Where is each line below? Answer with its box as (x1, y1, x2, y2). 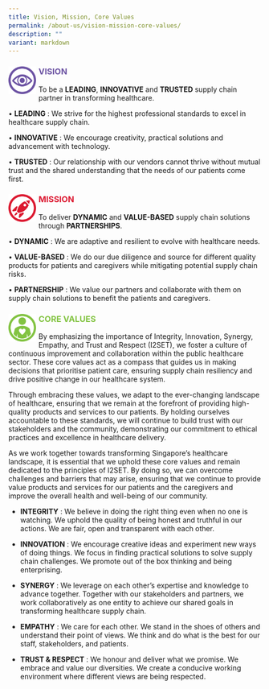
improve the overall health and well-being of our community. (8, 491, 209, 501)
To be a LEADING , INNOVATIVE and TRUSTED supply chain (39, 85, 238, 94)
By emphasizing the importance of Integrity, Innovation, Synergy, (39, 332, 254, 341)
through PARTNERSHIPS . (39, 221, 123, 230)
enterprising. (19, 565, 63, 575)
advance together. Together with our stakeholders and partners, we (19, 589, 244, 599)
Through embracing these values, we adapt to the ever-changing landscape (8, 390, 260, 400)
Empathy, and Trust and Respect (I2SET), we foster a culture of (39, 340, 247, 350)
